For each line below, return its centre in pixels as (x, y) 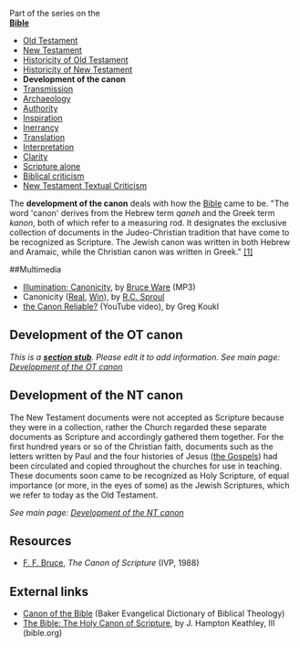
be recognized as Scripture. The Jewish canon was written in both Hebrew (150, 242)
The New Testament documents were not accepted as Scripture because (147, 417)
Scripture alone (52, 166)
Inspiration (42, 118)
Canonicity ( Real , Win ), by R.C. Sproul (93, 297)
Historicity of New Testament (77, 69)
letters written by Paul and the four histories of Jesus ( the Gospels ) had (144, 456)
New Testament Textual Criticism (85, 185)
